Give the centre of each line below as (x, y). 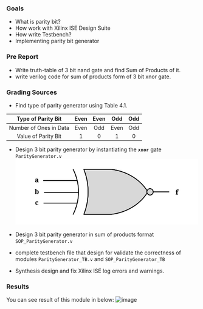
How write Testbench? (43, 35)
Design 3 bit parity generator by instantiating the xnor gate (88, 149)
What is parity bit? (38, 22)
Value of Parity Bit (39, 136)
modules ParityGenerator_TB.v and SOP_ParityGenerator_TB (90, 259)
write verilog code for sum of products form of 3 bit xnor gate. (93, 76)
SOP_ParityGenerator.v (44, 241)
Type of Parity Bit (39, 119)
